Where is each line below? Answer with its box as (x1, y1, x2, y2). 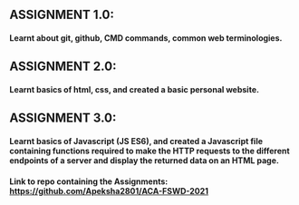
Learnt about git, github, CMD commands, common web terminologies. (9, 32, 283, 44)
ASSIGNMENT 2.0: (9, 59, 117, 74)
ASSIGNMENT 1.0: (9, 7, 115, 23)
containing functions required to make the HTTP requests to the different (9, 145, 290, 156)
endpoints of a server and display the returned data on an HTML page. (9, 154, 279, 166)
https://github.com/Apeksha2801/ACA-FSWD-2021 (9, 185, 209, 196)
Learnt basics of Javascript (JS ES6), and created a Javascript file (9, 135, 264, 146)
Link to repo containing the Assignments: (9, 176, 169, 187)
